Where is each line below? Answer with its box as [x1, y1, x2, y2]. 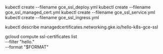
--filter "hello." [5, 39, 35, 45]
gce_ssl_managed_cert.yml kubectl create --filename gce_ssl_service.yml [5, 9, 156, 15]
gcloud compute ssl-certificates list [5, 34, 78, 39]
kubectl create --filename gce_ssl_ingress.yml [5, 15, 99, 20]
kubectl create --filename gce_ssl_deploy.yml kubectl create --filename [5, 4, 151, 10]
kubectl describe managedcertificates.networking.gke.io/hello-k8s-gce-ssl [5, 24, 158, 30]
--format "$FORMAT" [5, 44, 49, 50]
